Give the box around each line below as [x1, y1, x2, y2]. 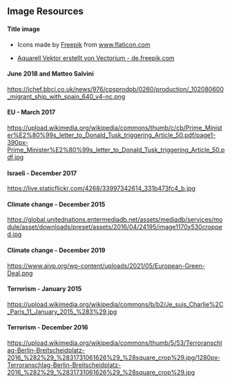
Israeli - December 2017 [7, 169, 77, 177]
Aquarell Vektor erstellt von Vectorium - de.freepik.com [17, 53, 175, 62]
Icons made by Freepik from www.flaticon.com [17, 40, 151, 48]
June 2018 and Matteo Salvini [7, 69, 95, 78]
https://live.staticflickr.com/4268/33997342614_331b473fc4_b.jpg [7, 184, 195, 193]
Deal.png [7, 269, 33, 277]
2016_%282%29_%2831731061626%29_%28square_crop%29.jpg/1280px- [7, 353, 221, 362]
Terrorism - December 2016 [7, 323, 88, 332]
